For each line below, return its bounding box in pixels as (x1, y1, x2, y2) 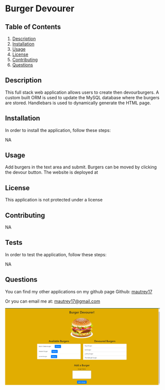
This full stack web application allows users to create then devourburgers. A (5, 89, 159, 95)
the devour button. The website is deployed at (5, 169, 98, 175)
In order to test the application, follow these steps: (5, 251, 107, 257)
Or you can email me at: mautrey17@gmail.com (5, 298, 101, 304)
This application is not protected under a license (5, 197, 103, 203)
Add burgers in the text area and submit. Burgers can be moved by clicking (5, 164, 157, 170)
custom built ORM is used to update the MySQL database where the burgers (5, 94, 160, 100)
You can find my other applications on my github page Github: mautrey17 (5, 288, 153, 294)
